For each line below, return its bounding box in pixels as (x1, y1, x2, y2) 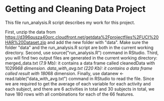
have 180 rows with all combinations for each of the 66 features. (5, 91, 134, 97)
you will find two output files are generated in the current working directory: (5, 55, 158, 61)
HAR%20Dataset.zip (5, 39, 46, 45)
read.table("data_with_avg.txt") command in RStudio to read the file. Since (5, 76, 155, 81)
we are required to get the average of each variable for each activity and (5, 81, 151, 86)
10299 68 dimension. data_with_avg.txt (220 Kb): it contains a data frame (5, 65, 153, 71)
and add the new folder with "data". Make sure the (47, 39, 149, 45)
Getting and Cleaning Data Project (5, 3, 146, 15)
